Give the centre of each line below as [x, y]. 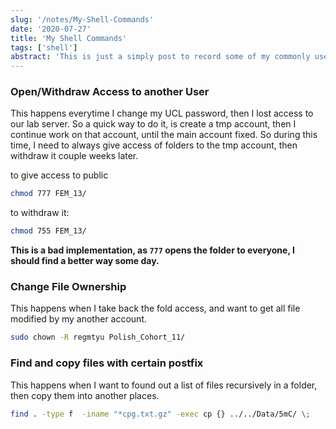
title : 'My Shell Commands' [69, 38]
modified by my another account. [79, 319]
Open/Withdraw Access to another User [110, 92]
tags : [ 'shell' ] [44, 47]
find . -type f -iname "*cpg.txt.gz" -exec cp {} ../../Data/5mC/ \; [160, 414]
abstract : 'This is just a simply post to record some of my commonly [160, 57]
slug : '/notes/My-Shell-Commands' [82, 19]
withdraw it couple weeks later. [74, 156]
